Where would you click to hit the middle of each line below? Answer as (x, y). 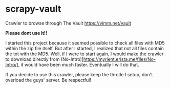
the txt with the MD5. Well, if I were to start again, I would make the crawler (84, 54)
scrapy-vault (33, 9)
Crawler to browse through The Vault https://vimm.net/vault (68, 23)
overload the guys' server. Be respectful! (48, 80)
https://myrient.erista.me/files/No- (120, 59)
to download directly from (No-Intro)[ (44, 59)
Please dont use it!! (26, 33)
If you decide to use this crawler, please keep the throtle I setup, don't (79, 74)
